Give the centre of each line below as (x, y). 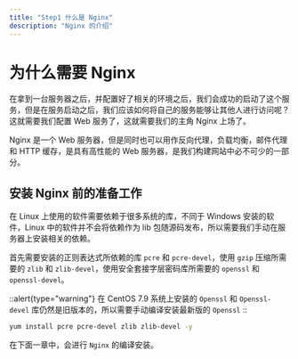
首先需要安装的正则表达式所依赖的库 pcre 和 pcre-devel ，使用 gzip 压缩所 (144, 257)
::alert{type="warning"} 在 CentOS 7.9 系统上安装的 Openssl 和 (124, 298)
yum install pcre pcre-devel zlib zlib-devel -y (101, 327)
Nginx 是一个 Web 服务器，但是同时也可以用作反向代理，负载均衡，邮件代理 (149, 140)
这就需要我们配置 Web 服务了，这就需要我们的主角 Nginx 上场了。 (130, 121)
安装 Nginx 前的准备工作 (76, 193)
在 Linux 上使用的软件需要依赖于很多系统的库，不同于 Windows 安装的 (138, 216)
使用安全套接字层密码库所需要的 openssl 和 (181, 269)
